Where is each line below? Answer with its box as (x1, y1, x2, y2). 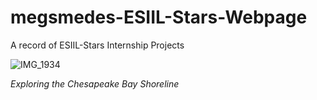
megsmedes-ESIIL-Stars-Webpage (10, 6, 308, 29)
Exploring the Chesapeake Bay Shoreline (10, 77, 180, 90)
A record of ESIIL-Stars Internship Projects (10, 39, 185, 51)
